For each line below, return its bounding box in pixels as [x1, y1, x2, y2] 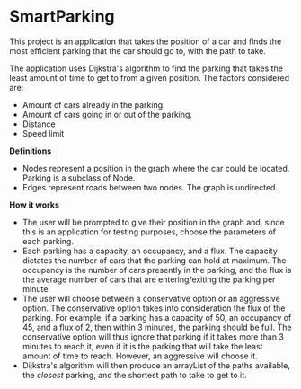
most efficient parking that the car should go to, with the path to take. [9, 45, 267, 56]
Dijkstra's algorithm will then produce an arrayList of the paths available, [22, 359, 290, 370]
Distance [22, 119, 56, 129]
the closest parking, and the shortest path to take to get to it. [22, 369, 247, 380]
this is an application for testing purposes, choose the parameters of [22, 226, 277, 237]
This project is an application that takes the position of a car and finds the [9, 36, 282, 47]
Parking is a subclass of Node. [22, 172, 136, 183]
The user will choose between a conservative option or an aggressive [22, 293, 280, 304]
